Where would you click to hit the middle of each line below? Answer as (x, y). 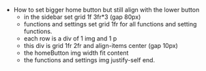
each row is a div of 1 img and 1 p (70, 39)
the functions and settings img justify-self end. (89, 60)
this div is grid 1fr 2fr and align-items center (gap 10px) (101, 46)
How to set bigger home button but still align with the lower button (106, 10)
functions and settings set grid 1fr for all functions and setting (110, 24)
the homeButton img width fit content (76, 53)
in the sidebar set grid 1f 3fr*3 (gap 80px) (82, 17)
